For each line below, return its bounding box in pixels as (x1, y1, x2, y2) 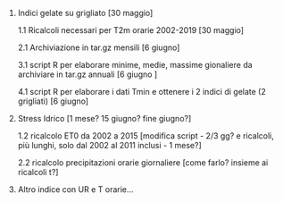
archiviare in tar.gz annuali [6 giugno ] (17, 69, 158, 80)
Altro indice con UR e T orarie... (17, 184, 134, 195)
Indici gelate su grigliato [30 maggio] (17, 8, 154, 18)
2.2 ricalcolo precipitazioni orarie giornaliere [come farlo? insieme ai (17, 157, 269, 168)
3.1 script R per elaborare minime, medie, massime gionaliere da (17, 60, 253, 70)
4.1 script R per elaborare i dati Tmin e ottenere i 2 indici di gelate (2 (17, 87, 266, 97)
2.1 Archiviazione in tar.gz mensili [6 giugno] (17, 42, 180, 53)
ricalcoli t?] (17, 167, 59, 177)
